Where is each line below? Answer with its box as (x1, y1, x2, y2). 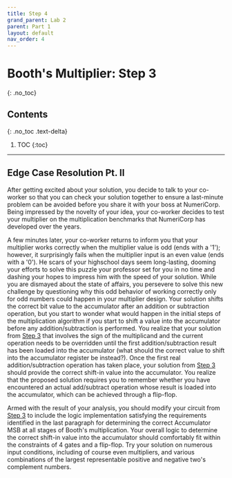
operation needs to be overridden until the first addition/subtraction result (7, 339, 217, 347)
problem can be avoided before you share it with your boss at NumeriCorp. (7, 200, 221, 209)
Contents (7, 109, 48, 121)
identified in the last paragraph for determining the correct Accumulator (7, 418, 211, 427)
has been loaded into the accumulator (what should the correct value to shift (7, 346, 225, 354)
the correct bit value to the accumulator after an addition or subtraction (7, 302, 209, 310)
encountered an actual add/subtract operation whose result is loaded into (7, 382, 216, 391)
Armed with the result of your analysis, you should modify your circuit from (7, 403, 221, 412)
